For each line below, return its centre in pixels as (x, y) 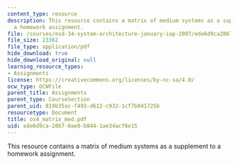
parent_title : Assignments (47, 93)
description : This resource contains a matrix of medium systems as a (114, 21)
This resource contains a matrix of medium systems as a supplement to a (114, 146)
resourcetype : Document (42, 113)
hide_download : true (38, 54)
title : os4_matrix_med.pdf (47, 119)
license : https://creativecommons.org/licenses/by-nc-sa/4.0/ (101, 80)
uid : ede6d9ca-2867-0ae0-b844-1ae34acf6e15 (73, 126)
